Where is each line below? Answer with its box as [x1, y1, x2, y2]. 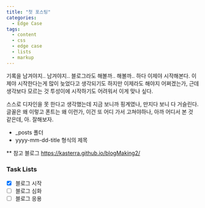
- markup [12, 54, 34, 61]
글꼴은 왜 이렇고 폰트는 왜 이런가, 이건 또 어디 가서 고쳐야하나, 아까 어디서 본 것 [6, 108, 194, 115]
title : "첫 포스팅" [6, 9, 51, 15]
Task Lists [6, 165, 37, 173]
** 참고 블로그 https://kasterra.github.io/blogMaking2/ [6, 149, 141, 157]
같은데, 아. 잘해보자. [6, 116, 54, 123]
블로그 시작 [15, 179, 42, 187]
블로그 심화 [15, 187, 42, 195]
